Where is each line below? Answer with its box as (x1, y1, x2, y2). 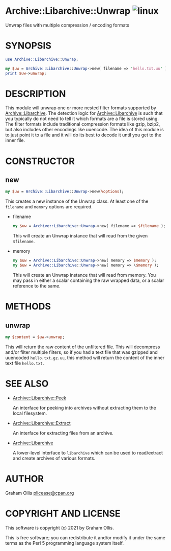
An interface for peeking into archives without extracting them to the (12, 404, 156, 411)
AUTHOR (5, 473, 44, 485)
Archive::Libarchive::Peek (12, 395, 67, 401)
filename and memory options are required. (5, 204, 93, 210)
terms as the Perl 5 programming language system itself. (5, 540, 124, 546)
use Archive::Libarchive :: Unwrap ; (5, 57, 79, 62)
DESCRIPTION (5, 88, 66, 100)
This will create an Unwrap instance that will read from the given (12, 233, 148, 239)
